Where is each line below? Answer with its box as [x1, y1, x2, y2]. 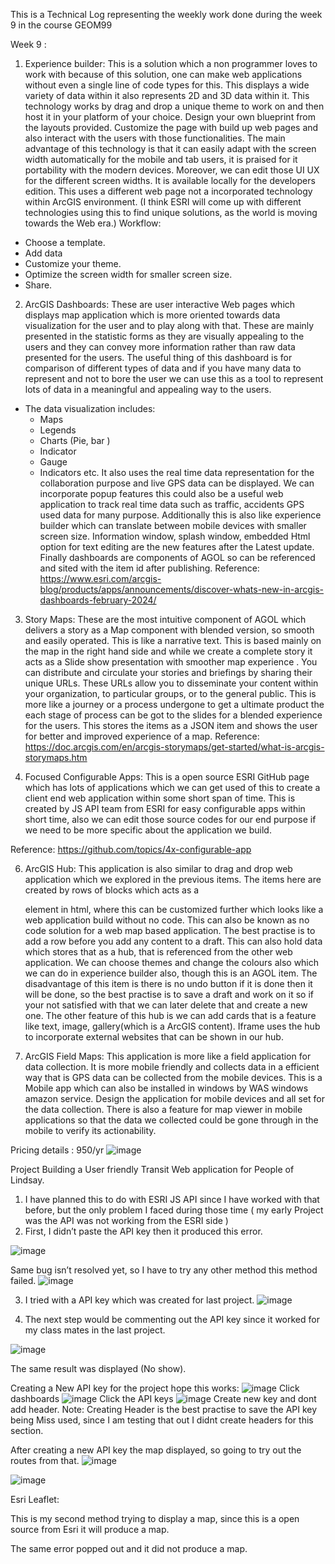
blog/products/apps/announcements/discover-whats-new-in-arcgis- [39, 584, 324, 595]
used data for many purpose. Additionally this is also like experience [39, 509, 322, 521]
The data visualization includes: [24, 403, 156, 414]
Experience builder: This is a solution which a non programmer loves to [24, 58, 318, 69]
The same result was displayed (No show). [10, 1363, 187, 1374]
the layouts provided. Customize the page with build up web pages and [24, 122, 319, 133]
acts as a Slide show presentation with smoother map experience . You [24, 656, 318, 668]
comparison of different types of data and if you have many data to [24, 362, 302, 374]
